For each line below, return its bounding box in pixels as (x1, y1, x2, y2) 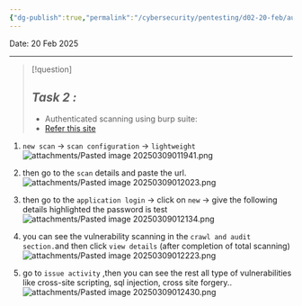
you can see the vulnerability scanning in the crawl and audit (22, 231, 252, 242)
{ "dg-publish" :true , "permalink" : (9, 13, 135, 22)
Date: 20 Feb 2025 (9, 38, 79, 49)
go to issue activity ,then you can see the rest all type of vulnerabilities (22, 267, 292, 279)
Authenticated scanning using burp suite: (44, 113, 198, 124)
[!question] (31, 64, 73, 75)
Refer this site (44, 123, 96, 134)
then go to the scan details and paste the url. (22, 167, 187, 178)
